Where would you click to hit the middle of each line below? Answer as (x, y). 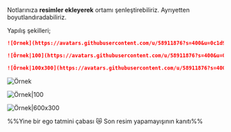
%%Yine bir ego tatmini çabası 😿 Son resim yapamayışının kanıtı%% (105, 121)
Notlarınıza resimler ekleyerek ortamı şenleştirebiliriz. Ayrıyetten (99, 10)
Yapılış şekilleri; (29, 31)
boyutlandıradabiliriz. (37, 17)
